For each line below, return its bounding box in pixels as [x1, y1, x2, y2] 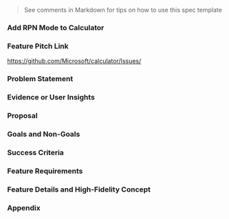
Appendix [7, 203, 41, 212]
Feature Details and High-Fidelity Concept [7, 185, 151, 194]
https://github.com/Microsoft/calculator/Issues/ [7, 57, 142, 65]
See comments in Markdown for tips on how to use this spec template [23, 6, 222, 14]
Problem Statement [7, 74, 74, 84]
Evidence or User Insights [7, 93, 95, 102]
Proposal [7, 111, 38, 120]
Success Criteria [7, 148, 64, 157]
